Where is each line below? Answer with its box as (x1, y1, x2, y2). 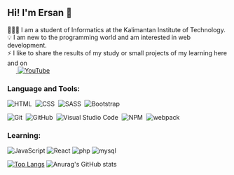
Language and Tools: (7, 83, 81, 93)
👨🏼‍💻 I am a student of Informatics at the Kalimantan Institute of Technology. (7, 25, 226, 34)
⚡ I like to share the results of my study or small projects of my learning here (7, 48, 228, 57)
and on (7, 59, 28, 67)
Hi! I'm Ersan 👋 (7, 7, 72, 19)
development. (7, 41, 47, 49)
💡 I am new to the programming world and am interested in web (7, 33, 191, 41)
